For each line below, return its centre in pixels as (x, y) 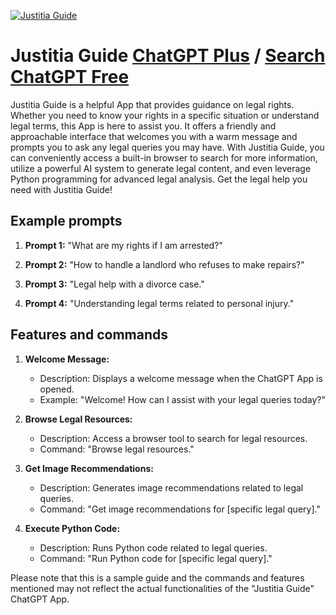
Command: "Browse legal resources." (117, 449)
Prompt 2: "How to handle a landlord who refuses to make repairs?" (164, 264)
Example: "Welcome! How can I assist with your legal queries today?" (182, 399)
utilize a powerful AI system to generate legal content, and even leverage (161, 168)
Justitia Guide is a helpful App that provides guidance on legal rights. (152, 104)
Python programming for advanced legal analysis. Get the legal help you (159, 179)
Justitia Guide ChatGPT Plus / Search (168, 56)
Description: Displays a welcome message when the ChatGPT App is (181, 378)
